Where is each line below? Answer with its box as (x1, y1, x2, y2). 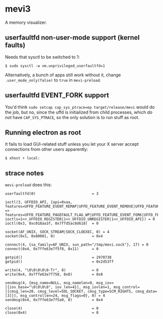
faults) (5, 41, 26, 50)
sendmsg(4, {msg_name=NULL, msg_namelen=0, (5, 281, 95, 285)
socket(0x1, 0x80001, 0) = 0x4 (5, 234, 103, 239)
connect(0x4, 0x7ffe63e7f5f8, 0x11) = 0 (5, 247, 98, 252)
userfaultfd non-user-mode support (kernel (5, 34, 140, 42)
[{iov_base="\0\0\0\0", (5, 285, 53, 290)
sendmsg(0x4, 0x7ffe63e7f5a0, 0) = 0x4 (5, 298, 103, 302)
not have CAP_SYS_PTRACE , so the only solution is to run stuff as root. (5, 114, 140, 120)
